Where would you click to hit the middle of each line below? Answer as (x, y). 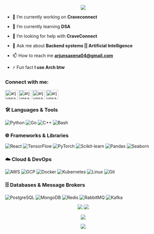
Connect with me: (27, 82)
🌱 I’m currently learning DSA (41, 26)
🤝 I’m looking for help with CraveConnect (55, 36)
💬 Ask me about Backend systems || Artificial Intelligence (72, 46)
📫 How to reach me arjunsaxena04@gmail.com (63, 55)
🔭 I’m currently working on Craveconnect (55, 17)
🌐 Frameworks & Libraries (37, 135)
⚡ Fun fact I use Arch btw (39, 67)
